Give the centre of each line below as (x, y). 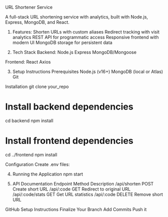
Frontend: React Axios (28, 62)
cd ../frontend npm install (31, 154)
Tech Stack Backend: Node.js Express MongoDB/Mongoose (74, 52)
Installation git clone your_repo (37, 86)
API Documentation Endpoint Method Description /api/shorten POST (83, 183)
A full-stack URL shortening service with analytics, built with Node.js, (77, 17)
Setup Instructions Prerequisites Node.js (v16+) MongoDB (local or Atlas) (88, 71)
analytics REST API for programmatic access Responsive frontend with (86, 37)
